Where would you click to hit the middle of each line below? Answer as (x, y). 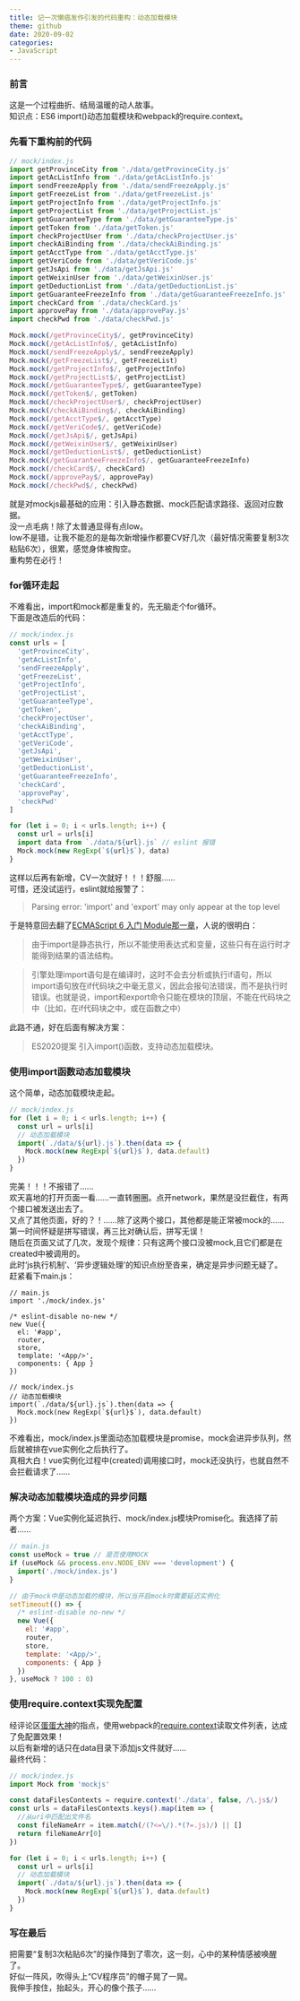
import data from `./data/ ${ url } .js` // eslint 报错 (116, 843)
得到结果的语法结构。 (78, 955)
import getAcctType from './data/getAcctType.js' (104, 253)
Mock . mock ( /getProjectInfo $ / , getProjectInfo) (98, 368)
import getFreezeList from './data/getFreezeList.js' (112, 195)
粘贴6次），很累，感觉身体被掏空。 (73, 549)
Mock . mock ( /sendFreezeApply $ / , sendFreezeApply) (102, 352)
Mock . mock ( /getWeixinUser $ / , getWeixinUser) (94, 444)
